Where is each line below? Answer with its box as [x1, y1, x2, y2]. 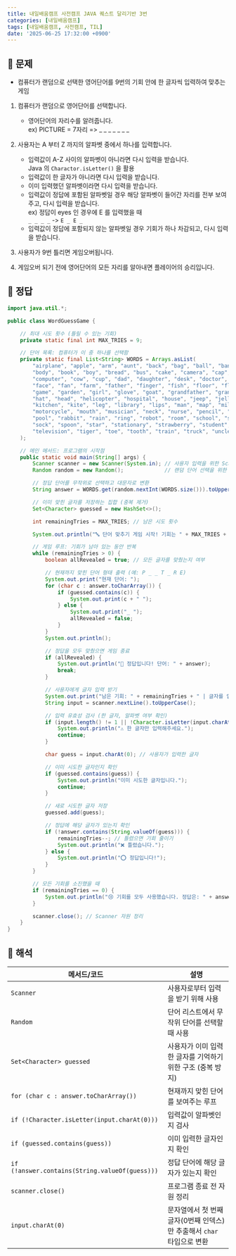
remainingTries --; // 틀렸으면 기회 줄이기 [57, 835, 173, 842]
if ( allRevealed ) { [44, 654, 102, 661]
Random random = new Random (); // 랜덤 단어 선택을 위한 [32, 467, 227, 474]
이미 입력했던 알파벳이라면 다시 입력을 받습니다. [27, 182, 158, 190]
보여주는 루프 [176, 1096, 217, 1106]
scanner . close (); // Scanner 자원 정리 [32, 912, 143, 919]
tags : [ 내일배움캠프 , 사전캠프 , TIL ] [7, 23, 103, 30]
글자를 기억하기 [176, 1052, 223, 1062]
